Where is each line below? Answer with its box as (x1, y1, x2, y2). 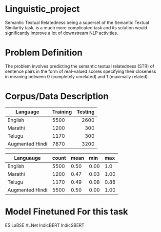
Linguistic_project (5, 3, 80, 15)
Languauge (14, 154, 41, 161)
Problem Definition (5, 47, 83, 58)
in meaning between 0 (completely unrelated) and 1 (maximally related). (5, 73, 149, 79)
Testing (76, 108, 95, 115)
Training (52, 108, 72, 115)
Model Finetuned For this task (5, 206, 128, 217)
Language (15, 108, 40, 115)
